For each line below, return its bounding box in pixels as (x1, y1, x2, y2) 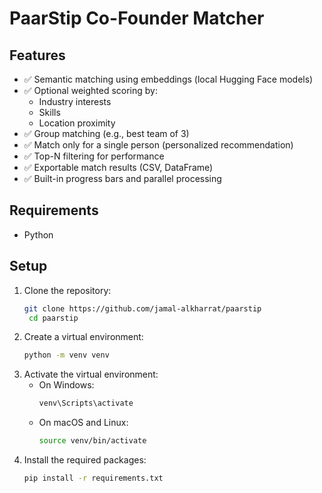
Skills (38, 107, 61, 118)
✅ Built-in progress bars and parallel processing (23, 173, 222, 184)
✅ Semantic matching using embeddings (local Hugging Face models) (23, 73, 314, 85)
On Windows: (38, 379, 95, 391)
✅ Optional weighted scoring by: (23, 85, 158, 96)
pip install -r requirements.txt (23, 473, 164, 483)
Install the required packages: (23, 454, 147, 466)
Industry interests (38, 96, 112, 107)
